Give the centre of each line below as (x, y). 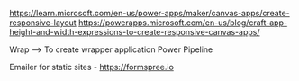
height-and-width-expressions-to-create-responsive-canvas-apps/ (135, 32)
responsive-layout (43, 22)
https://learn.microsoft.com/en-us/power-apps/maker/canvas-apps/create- (149, 13)
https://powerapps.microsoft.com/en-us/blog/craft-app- (183, 22)
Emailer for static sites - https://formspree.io (91, 67)
